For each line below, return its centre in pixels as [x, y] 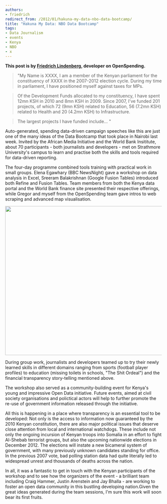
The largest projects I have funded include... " [64, 121]
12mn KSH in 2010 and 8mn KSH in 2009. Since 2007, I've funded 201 [88, 101]
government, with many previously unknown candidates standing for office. [83, 450]
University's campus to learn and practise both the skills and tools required [82, 152]
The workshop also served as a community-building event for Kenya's [77, 388]
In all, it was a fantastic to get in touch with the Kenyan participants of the [80, 471]
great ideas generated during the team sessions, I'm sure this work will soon [83, 492]
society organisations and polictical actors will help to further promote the [81, 398]
